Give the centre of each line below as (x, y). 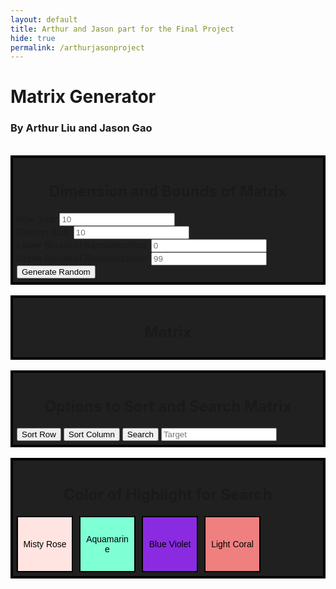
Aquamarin (107, 539)
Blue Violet (170, 544)
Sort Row (39, 434)
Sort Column (91, 434)
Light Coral (232, 544)
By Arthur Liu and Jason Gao (81, 128)
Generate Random (56, 272)
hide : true (33, 38)
